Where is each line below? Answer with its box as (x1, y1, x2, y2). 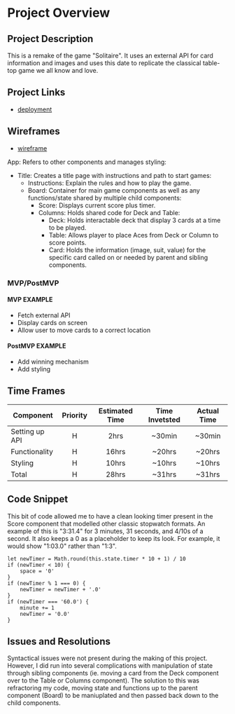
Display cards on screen (17, 318, 87, 327)
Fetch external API (17, 310, 71, 320)
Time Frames (7, 385, 66, 397)
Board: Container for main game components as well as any (27, 186, 201, 194)
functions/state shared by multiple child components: (27, 193, 182, 202)
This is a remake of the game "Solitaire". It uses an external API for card (7, 51, 213, 60)
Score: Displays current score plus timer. (38, 201, 156, 210)
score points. (48, 238, 87, 247)
